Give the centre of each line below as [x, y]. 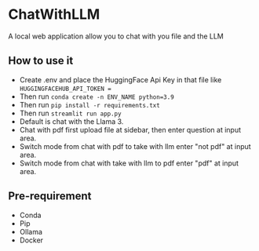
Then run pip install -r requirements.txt [90, 104]
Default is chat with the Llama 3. [71, 121]
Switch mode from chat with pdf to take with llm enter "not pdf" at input [135, 146]
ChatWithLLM [54, 15]
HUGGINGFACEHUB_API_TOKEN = [65, 89]
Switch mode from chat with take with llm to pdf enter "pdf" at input [129, 163]
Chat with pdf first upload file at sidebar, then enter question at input [130, 129]
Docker [31, 240]
